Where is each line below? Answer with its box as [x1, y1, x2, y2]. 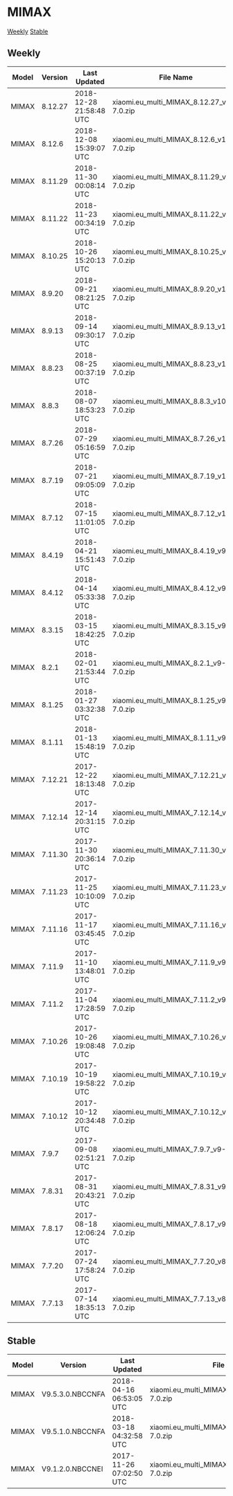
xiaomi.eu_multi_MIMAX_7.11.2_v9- [112, 994, 231, 1004]
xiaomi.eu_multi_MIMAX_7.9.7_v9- [112, 1144, 227, 1154]
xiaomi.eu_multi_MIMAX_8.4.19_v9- [112, 546, 231, 555]
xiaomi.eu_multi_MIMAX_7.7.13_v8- [112, 1294, 231, 1303]
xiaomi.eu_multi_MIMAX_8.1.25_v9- [112, 695, 231, 705]
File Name [159, 72, 193, 82]
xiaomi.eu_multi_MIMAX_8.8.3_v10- [112, 396, 231, 406]
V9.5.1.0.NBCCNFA [41, 1426, 105, 1436]
